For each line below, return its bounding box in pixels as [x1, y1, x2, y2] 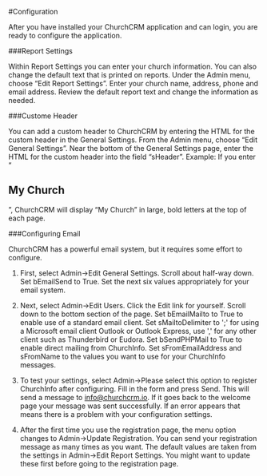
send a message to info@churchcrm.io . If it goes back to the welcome [19, 392, 251, 402]
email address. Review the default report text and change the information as [8, 87, 258, 97]
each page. [8, 213, 46, 223]
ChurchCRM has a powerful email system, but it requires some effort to [8, 244, 243, 254]
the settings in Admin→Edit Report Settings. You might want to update [19, 450, 250, 460]
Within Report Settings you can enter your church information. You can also [8, 61, 257, 71]
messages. [19, 359, 57, 370]
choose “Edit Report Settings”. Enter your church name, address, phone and [8, 79, 258, 88]
